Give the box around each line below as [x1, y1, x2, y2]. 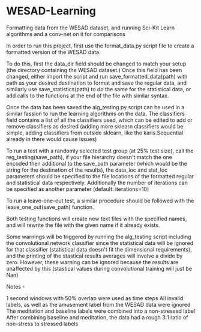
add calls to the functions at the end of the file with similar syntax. [6, 92, 169, 99]
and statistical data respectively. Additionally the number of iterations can [6, 179, 188, 186]
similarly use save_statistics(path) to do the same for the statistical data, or [6, 85, 191, 92]
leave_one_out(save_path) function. [6, 203, 94, 211]
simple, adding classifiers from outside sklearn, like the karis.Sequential [6, 129, 184, 136]
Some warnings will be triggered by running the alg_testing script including [6, 233, 191, 240]
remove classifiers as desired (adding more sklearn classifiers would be [6, 122, 184, 130]
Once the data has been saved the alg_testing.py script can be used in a [6, 103, 185, 110]
